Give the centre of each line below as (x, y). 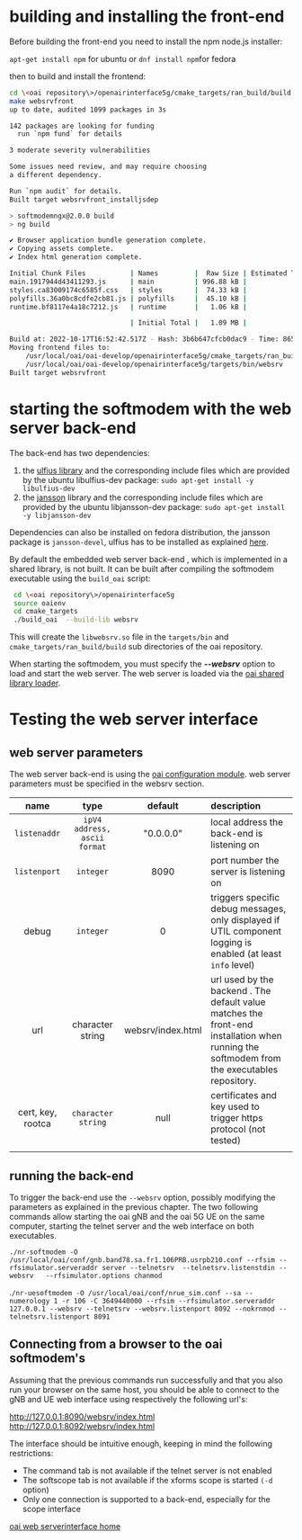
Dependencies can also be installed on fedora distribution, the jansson (140, 532)
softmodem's (48, 1359)
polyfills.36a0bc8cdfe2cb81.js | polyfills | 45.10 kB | (128, 299)
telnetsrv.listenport (50, 1316)
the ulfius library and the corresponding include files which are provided (156, 470)
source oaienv (40, 603)
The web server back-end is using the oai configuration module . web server (150, 774)
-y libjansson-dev (57, 515)
